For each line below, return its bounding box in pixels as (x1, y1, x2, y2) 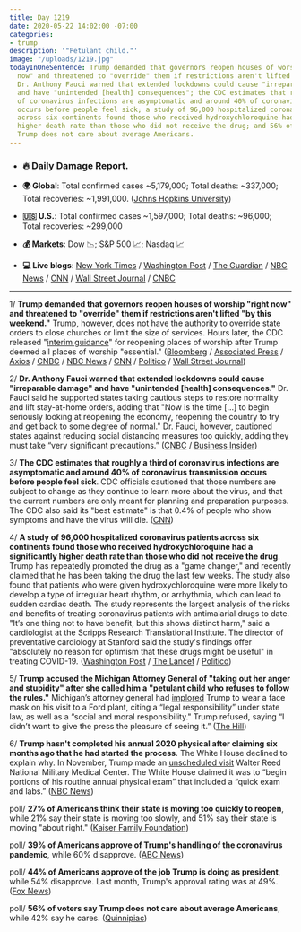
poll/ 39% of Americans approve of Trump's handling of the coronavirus (9, 840, 283, 850)
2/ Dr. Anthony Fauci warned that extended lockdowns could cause (9, 373, 265, 384)
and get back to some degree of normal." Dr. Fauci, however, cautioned (9, 421, 273, 431)
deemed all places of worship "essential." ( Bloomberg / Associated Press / (9, 346, 284, 357)
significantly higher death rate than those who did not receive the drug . (9, 551, 280, 562)
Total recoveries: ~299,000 (21, 221, 123, 231)
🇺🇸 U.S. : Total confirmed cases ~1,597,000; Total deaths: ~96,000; (21, 211, 272, 222)
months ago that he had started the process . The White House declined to (9, 748, 288, 759)
